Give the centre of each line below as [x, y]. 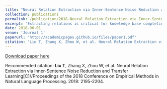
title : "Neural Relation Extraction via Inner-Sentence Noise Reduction [82, 10]
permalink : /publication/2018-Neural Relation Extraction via [71, 19]
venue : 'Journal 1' [25, 33]
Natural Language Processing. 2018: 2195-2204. [55, 81]
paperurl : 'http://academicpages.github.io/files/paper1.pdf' [71, 38]
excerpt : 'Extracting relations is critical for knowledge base [73, 23]
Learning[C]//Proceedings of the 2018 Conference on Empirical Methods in [82, 76]
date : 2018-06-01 [23, 28]
